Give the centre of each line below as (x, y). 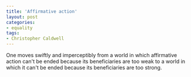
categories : (21, 22)
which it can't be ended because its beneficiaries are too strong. (84, 67)
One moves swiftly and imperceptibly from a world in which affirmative (92, 55)
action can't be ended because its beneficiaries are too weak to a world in (96, 61)
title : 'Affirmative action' (42, 11)
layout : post (22, 17)
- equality (19, 28)
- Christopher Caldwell (35, 38)
